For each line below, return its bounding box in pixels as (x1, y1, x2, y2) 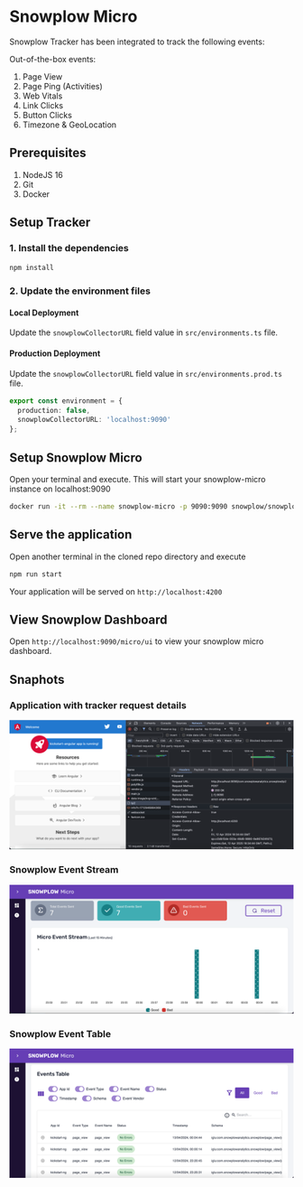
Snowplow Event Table (9, 1027, 111, 1040)
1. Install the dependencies (9, 242, 129, 255)
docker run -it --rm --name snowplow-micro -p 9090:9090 (9, 501, 228, 511)
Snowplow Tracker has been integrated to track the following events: (9, 36, 265, 47)
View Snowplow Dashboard (9, 612, 169, 627)
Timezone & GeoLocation (22, 119, 117, 130)
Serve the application (9, 527, 133, 543)
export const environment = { (9, 396, 124, 406)
